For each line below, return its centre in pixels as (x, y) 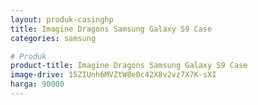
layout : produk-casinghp (62, 19)
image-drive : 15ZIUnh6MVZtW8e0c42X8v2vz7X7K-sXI (113, 75)
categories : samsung (53, 38)
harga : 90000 (37, 84)
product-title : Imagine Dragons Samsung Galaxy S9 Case (129, 66)
